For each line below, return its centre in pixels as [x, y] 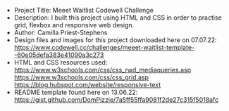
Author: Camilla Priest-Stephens [61, 32]
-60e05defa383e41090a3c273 [59, 55]
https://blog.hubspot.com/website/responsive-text [87, 85]
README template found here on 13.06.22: [76, 92]
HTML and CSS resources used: [61, 62]
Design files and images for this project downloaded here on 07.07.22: [115, 40]
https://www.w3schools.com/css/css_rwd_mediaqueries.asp [103, 70]
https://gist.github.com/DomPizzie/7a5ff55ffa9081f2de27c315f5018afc [116, 100]
